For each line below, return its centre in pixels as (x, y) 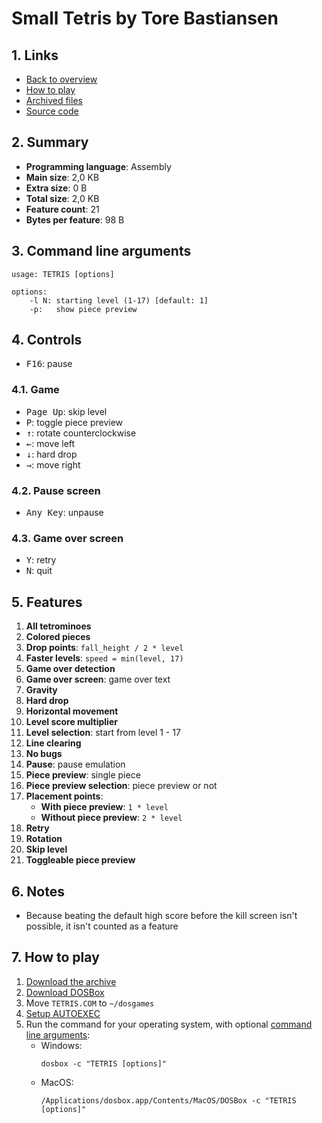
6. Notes (38, 891)
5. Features (47, 602)
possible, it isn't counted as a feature (102, 926)
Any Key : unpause (64, 513)
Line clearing (53, 743)
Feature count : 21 (62, 209)
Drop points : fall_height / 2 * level (104, 648)
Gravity (41, 690)
